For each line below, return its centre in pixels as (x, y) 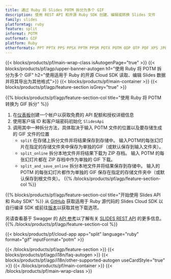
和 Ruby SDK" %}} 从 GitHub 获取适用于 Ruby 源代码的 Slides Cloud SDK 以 (84, 201)
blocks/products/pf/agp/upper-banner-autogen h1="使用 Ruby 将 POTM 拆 (83, 68)
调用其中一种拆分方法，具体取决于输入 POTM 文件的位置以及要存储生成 (87, 128)
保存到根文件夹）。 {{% (49, 179)
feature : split (21, 29)
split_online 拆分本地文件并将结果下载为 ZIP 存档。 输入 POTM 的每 (92, 153)
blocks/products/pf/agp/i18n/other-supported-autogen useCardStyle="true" (85, 260)
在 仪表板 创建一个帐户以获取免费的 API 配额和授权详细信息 (73, 115)
